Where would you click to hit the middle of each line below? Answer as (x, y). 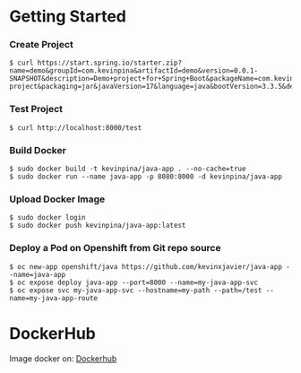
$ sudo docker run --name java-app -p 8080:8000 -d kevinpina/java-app (146, 177)
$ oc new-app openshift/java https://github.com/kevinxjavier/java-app (146, 266)
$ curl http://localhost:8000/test (76, 127)
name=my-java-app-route (54, 298)
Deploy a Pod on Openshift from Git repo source (115, 248)
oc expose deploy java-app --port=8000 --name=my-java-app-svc (138, 282)
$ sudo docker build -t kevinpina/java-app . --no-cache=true (128, 169)
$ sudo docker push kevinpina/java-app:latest (98, 226)
